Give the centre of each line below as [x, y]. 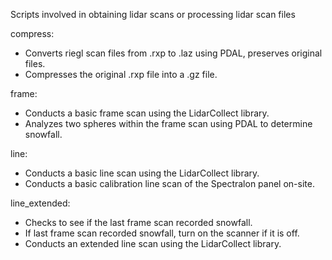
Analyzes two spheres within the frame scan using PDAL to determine [168, 123]
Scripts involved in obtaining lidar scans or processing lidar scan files [153, 14]
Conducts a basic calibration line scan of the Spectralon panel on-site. [169, 183]
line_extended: [40, 203]
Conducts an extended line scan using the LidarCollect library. [153, 243]
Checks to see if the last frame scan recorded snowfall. [138, 222]
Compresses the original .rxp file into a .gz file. [121, 74]
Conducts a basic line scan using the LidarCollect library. [142, 173]
